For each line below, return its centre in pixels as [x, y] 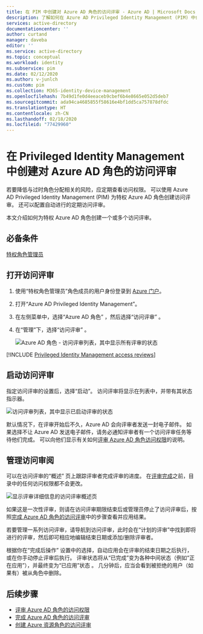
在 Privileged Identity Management [95, 157]
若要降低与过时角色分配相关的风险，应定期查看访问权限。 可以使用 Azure [97, 190]
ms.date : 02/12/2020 [32, 74]
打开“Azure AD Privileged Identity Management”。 [78, 304]
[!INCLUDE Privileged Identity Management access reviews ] [81, 355]
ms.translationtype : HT [36, 108]
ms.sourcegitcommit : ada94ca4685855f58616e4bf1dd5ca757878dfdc [88, 102]
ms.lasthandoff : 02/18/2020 [42, 119]
